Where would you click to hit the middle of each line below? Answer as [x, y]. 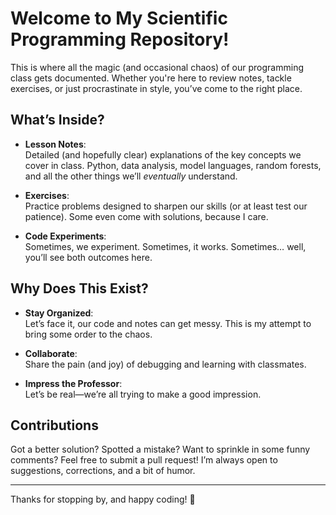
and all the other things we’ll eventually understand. [131, 176]
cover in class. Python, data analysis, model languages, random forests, [173, 165]
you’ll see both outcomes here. [88, 257]
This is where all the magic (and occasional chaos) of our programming [157, 67]
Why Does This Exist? [79, 288]
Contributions [54, 425]
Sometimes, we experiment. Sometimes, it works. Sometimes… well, [165, 246]
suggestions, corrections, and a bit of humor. [103, 471]
